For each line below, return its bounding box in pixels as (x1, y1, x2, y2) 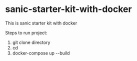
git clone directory (12, 39, 50, 45)
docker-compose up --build (12, 50, 70, 56)
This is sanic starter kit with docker (5, 20, 77, 26)
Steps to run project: (5, 29, 47, 35)
